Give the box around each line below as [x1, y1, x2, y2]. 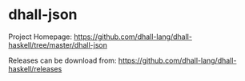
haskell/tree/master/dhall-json [8, 40, 108, 49]
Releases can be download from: [8, 56, 117, 65]
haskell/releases [8, 64, 62, 73]
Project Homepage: [8, 32, 73, 41]
